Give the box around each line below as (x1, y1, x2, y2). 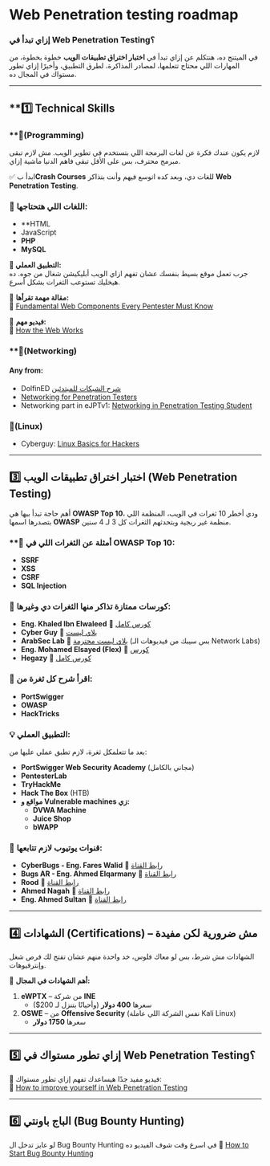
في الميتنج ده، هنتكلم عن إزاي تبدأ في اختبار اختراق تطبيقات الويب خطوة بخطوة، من (9, 52, 259, 62)
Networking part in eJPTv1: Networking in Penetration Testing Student (20, 400, 252, 410)
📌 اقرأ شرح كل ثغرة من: (9, 673, 93, 684)
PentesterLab (20, 771, 67, 781)
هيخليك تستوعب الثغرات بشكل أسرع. (9, 277, 121, 287)
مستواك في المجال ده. (9, 70, 77, 79)
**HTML (20, 219, 50, 229)
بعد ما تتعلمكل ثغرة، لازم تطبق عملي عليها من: (9, 747, 147, 756)
